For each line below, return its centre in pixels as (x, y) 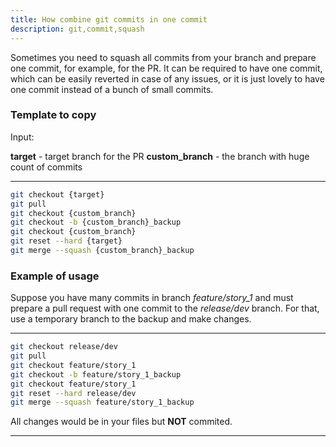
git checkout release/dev (64, 347)
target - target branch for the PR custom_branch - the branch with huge (160, 156)
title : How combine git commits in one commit (109, 19)
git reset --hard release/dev (73, 393)
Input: (22, 137)
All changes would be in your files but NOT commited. (121, 422)
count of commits (46, 167)
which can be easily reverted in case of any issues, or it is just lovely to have (167, 78)
